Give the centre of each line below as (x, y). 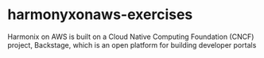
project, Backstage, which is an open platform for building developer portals (132, 44)
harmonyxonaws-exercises (100, 15)
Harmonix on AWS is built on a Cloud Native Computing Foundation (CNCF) (131, 37)
